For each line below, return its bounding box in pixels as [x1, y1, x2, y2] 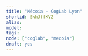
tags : [6, 30, 19, 36]
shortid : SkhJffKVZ [6, 14, 54, 20]
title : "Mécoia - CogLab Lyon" [6, 8, 83, 15]
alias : [6, 19, 22, 25]
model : [6, 24, 22, 31]
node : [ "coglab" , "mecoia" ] [6, 36, 75, 41]
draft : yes [6, 41, 33, 47]
